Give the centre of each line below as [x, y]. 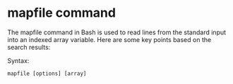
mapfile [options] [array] [47, 73]
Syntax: [18, 60]
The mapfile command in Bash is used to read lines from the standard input [117, 32]
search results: [29, 47]
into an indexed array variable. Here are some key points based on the [109, 39]
